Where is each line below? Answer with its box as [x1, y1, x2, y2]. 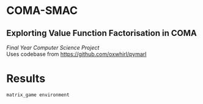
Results [6, 72, 46, 86]
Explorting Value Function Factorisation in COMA [6, 28, 197, 38]
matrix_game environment [6, 92, 70, 98]
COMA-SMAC [6, 4, 78, 18]
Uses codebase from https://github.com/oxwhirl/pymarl [6, 50, 147, 58]
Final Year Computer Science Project [6, 44, 100, 51]
